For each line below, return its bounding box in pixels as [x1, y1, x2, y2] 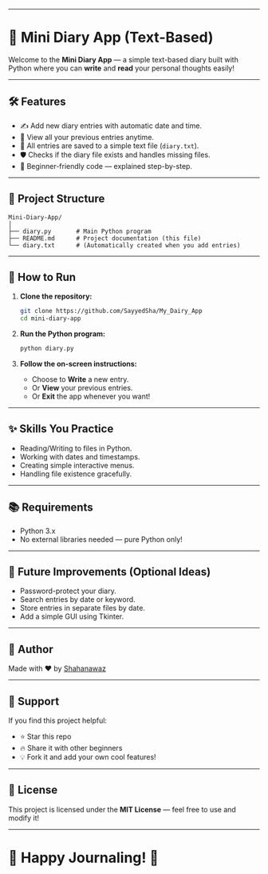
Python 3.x [19, 526, 56, 535]
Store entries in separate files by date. [19, 603, 146, 613]
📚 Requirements [8, 501, 93, 515]
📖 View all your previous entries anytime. [19, 132, 154, 142]
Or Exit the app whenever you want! [31, 391, 151, 401]
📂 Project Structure [8, 192, 105, 206]
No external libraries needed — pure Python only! [19, 534, 183, 544]
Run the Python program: [19, 329, 106, 339]
